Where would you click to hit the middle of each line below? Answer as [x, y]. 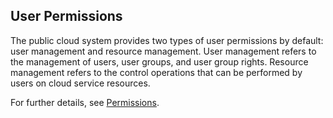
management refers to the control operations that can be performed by [156, 72]
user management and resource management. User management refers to [163, 51]
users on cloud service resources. [80, 83]
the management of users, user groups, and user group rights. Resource [159, 61]
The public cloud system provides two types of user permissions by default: [167, 40]
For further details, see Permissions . [85, 102]
